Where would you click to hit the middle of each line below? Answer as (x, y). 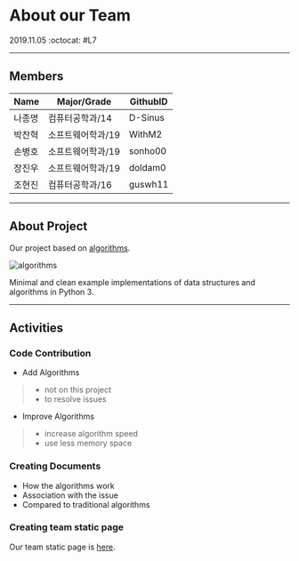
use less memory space (88, 443)
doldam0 (147, 167)
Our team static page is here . (62, 547)
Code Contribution (50, 353)
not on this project (78, 390)
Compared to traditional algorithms (86, 504)
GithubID (149, 101)
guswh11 (149, 184)
